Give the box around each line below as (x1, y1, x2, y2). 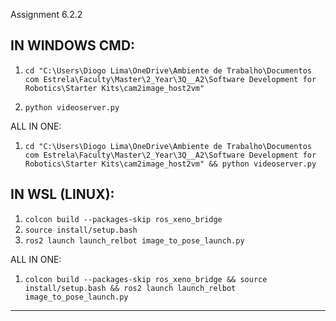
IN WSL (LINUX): (10, 186, 115, 203)
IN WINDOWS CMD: (10, 37, 136, 54)
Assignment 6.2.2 (10, 9, 83, 20)
